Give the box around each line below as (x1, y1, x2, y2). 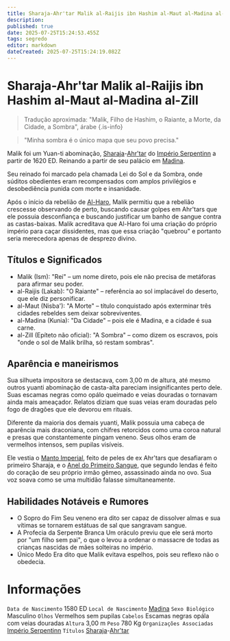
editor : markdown (7, 42, 57, 49)
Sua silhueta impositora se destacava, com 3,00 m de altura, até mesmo (7, 376, 211, 385)
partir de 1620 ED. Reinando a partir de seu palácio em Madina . (7, 156, 186, 165)
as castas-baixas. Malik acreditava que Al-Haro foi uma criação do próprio (7, 219, 218, 227)
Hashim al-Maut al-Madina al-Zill (7, 93, 199, 109)
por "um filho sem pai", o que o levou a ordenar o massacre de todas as (16, 536, 220, 544)
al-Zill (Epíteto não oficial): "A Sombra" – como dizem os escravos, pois (16, 330, 218, 339)
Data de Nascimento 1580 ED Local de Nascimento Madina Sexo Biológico (7, 605, 214, 613)
